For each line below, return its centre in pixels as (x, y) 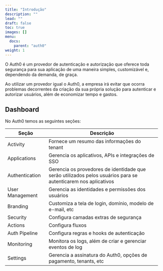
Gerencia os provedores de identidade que (97, 169)
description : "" (21, 14)
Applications (22, 159)
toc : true (15, 28)
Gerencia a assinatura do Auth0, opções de (98, 255)
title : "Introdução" (26, 9)
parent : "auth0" (30, 46)
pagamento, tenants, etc (76, 261)
